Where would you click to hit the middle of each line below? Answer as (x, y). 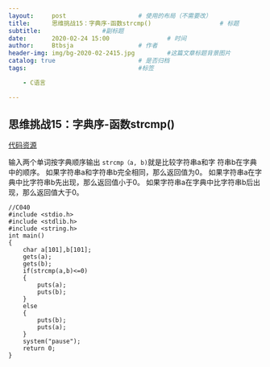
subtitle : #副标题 (66, 31)
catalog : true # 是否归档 (89, 61)
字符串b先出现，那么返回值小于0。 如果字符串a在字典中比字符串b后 (141, 183)
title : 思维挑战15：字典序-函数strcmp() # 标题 (124, 23)
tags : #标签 (81, 68)
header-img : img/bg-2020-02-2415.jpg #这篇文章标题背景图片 (120, 53)
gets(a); (37, 257)
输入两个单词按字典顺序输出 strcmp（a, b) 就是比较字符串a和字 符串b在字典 (133, 163)
